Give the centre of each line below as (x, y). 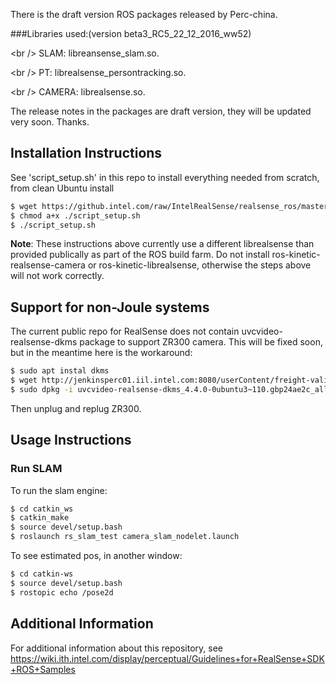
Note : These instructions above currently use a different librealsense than (162, 244)
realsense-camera (48, 265)
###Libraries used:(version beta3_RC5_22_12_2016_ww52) (131, 33)
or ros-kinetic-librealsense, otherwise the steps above (199, 265)
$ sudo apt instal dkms (60, 371)
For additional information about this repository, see (116, 648)
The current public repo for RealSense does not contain (125, 331)
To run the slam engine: (59, 490)
